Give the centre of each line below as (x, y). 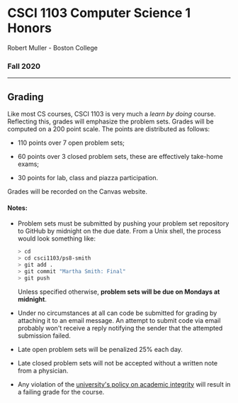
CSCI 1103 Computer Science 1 (99, 13)
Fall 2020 (24, 66)
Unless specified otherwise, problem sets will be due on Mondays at (119, 292)
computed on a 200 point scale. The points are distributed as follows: (109, 129)
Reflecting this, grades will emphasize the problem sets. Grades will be (110, 121)
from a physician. (43, 370)
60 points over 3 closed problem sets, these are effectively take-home (120, 157)
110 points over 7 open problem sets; (71, 143)
